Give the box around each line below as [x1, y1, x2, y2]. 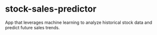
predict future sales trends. [5, 24, 60, 30]
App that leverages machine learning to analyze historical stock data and [5, 19, 153, 25]
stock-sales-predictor [5, 3, 97, 15]
